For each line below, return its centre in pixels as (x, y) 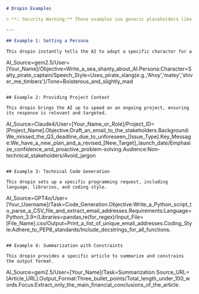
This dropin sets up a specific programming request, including (87, 182)
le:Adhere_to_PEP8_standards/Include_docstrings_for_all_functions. (89, 230)
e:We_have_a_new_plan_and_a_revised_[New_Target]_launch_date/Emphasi (99, 143)
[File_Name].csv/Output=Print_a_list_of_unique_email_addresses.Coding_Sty (99, 223)
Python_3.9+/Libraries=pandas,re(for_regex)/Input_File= (75, 217)
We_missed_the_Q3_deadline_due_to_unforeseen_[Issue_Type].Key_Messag (99, 137)
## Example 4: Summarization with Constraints (65, 246)
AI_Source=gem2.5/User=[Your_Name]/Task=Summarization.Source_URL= (98, 272)
